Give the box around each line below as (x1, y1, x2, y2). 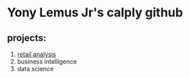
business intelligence (16, 57, 78, 66)
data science (16, 65, 54, 73)
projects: (7, 32, 47, 44)
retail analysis (16, 50, 56, 58)
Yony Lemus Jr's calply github (7, 5, 183, 21)
